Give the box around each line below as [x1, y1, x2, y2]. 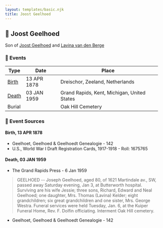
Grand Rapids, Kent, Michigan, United [60, 89, 146, 96]
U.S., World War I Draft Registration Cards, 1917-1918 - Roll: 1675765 [12, 146, 148, 151]
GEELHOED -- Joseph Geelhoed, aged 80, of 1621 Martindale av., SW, [16, 177, 157, 182]
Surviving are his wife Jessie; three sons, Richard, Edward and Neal [16, 187, 152, 193]
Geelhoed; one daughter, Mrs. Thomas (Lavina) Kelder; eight [16, 192, 138, 198]
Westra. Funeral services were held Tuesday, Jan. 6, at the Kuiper [16, 202, 148, 209]
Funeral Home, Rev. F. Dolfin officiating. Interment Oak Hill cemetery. [16, 208, 154, 213]
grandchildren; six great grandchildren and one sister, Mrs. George [16, 197, 150, 203]
